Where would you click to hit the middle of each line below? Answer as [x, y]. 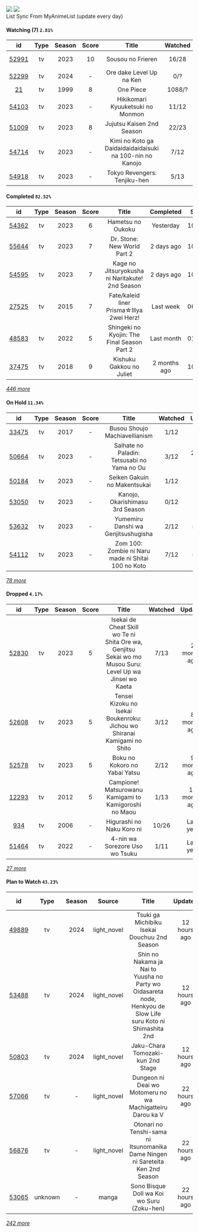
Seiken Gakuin [129, 477]
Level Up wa [123, 672]
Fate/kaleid [124, 295]
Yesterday [166, 226]
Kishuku [124, 360]
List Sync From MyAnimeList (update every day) [65, 16]
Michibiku [148, 922]
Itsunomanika [148, 1147]
